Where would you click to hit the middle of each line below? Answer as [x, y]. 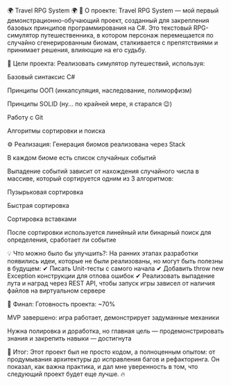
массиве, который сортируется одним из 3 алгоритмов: [91, 179]
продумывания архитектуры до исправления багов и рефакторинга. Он [113, 359]
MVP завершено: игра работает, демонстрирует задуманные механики [113, 318]
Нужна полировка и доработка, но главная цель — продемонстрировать [115, 331]
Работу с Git [25, 117]
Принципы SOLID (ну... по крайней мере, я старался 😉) [89, 104]
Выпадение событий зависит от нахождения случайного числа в [103, 171]
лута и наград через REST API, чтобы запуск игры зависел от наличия [111, 283]
